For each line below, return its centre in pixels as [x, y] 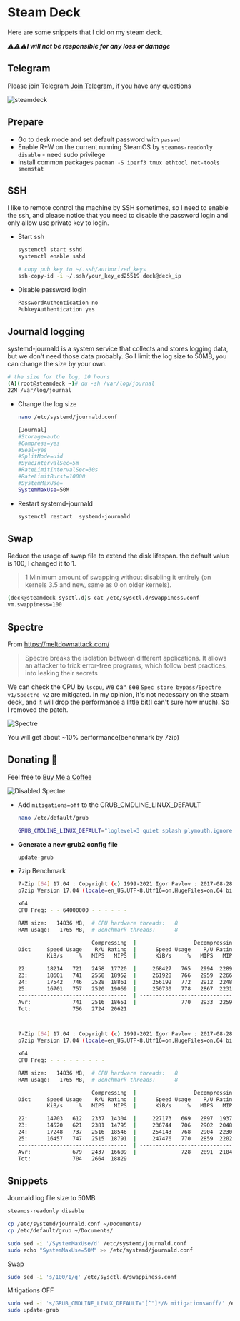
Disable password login [52, 289]
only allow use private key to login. [58, 223]
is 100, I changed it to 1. [42, 563]
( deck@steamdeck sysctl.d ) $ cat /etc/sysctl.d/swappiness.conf [104, 598]
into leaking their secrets [61, 673]
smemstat [31, 169]
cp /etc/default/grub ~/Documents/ [60, 1230]
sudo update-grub [33, 1310]
